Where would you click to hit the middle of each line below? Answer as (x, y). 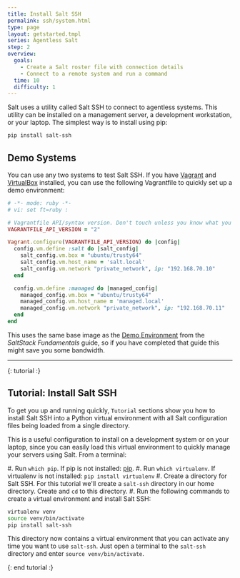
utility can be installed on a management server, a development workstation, (120, 115)
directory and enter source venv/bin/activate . (76, 554)
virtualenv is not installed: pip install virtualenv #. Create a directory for (117, 476)
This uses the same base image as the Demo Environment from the (106, 335)
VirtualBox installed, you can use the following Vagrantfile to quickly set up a (120, 182)
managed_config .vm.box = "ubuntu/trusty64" (86, 295)
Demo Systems (42, 158)
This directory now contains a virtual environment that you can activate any (118, 539)
